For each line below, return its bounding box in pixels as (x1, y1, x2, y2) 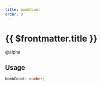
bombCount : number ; (5, 77, 45, 82)
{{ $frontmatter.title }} (5, 33, 98, 44)
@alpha (5, 49, 21, 55)
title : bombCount (5, 7, 41, 12)
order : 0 (5, 12, 23, 17)
